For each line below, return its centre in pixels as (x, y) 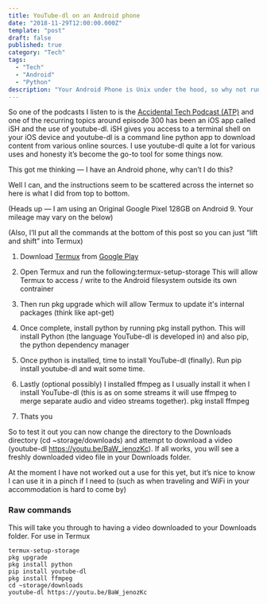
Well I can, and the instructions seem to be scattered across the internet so (131, 185)
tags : (17, 60)
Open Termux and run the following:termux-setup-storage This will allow (139, 272)
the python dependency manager (74, 345)
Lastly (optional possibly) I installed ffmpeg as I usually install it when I (135, 384)
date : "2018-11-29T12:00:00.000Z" (66, 23)
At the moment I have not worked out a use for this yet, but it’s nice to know (132, 473)
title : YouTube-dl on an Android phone (74, 15)
